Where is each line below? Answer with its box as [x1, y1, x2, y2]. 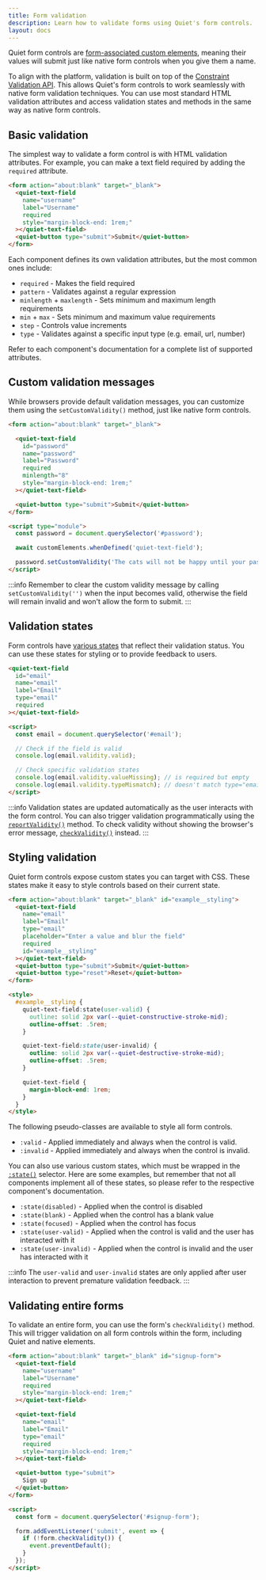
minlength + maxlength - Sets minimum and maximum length [19, 295, 216, 305]
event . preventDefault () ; [28, 1542, 112, 1550]
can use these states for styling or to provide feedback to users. [8, 649, 218, 658]
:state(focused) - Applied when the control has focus [19, 1219, 196, 1228]
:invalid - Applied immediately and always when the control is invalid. [19, 1146, 250, 1155]
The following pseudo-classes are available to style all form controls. [8, 1122, 233, 1132]
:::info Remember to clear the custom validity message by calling [8, 580, 219, 589]
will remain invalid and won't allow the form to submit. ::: [8, 596, 192, 606]
